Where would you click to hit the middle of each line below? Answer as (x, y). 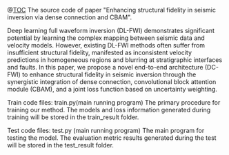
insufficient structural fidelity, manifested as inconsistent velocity (99, 52)
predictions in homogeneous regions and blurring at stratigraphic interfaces (115, 60)
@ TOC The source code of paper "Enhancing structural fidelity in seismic (111, 10)
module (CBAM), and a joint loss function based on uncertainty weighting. (112, 89)
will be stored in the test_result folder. (60, 145)
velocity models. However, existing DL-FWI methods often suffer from (106, 45)
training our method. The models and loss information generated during (109, 110)
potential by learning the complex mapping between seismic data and (106, 38)
